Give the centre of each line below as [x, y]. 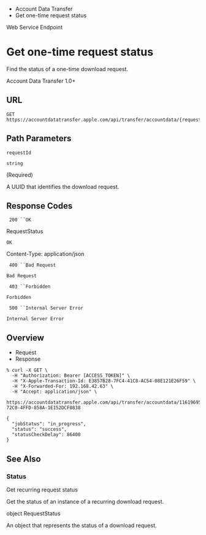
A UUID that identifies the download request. [63, 187]
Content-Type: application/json [45, 254]
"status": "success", [40, 429]
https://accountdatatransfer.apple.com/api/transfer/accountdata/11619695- [105, 402]
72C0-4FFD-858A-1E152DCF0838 [44, 408]
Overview [25, 338]
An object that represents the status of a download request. [82, 525]
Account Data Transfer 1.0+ [41, 81]
